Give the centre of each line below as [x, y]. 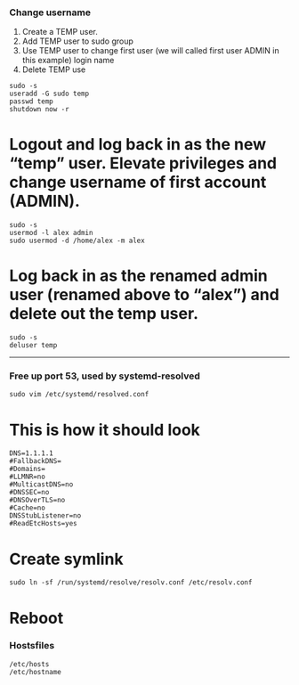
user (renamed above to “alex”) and [145, 295]
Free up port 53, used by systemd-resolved [105, 376]
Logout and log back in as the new [138, 145]
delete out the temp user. [104, 314]
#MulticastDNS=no [41, 485]
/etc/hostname [36, 672]
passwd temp [31, 102]
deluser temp [33, 346]
